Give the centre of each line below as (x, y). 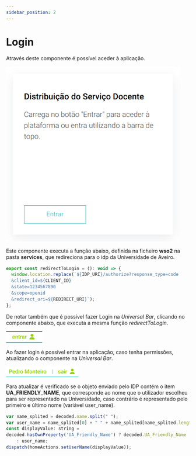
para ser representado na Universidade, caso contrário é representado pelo (97, 399)
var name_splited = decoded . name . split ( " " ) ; (62, 416)
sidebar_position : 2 (31, 12)
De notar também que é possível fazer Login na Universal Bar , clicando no (95, 316)
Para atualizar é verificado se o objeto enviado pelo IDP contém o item (90, 386)
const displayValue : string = (43, 429)
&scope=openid (28, 293)
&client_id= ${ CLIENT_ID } (41, 281)
